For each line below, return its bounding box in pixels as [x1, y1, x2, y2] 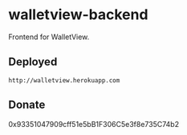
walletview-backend [8, 6, 148, 24]
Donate [8, 98, 46, 112]
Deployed [8, 55, 58, 69]
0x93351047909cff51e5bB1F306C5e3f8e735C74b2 [8, 119, 179, 129]
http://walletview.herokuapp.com [8, 76, 120, 85]
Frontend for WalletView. [8, 32, 90, 42]
